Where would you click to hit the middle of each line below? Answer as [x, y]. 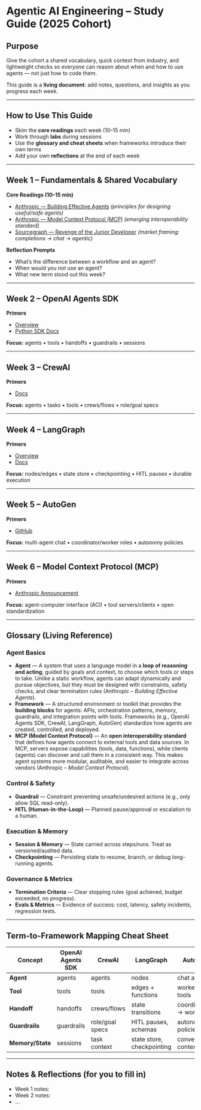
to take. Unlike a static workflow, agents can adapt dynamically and [98, 678]
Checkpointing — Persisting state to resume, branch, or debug [93, 857]
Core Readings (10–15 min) [40, 195]
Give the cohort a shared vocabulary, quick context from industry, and [93, 60]
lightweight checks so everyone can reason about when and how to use [95, 67]
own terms [28, 149]
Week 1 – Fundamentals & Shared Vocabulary [92, 180]
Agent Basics [26, 653]
